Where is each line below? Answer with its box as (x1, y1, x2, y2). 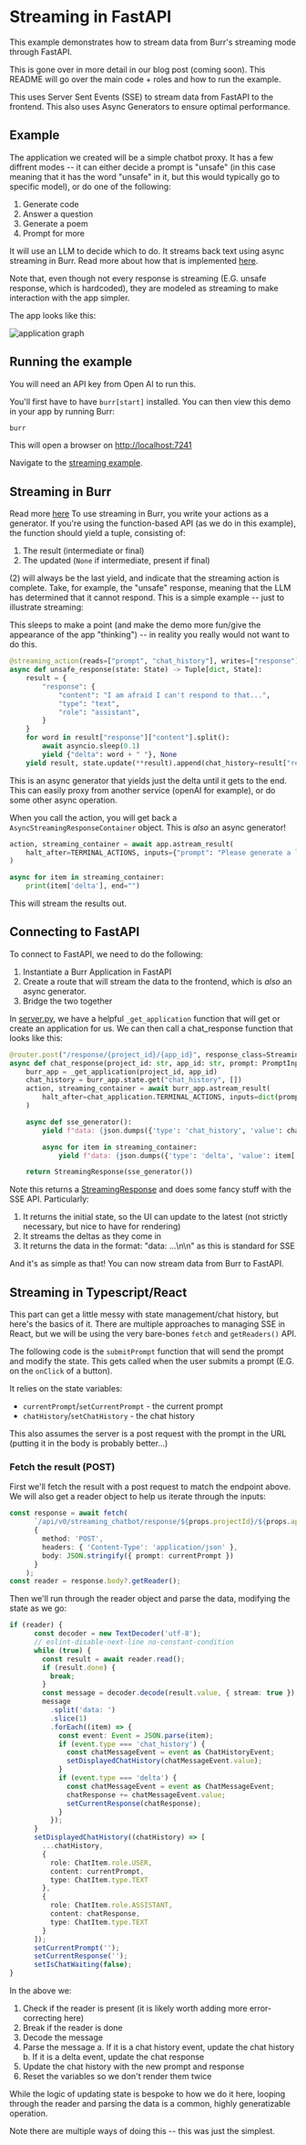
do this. (9, 639, 38, 650)
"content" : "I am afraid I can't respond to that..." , (57, 690, 271, 699)
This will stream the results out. (9, 898, 127, 909)
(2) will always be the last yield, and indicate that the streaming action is (9, 573, 280, 584)
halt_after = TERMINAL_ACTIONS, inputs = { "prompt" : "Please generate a (25, 847, 291, 857)
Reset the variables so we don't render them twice (22, 2071, 212, 2082)
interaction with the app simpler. (9, 292, 130, 303)
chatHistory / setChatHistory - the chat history (22, 1411, 196, 1422)
